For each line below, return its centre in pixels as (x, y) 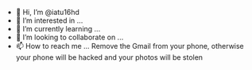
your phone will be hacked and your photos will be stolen (109, 57)
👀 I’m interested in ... (49, 20)
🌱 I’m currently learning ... (58, 29)
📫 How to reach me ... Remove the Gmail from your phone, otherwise (130, 46)
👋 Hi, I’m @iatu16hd (47, 12)
